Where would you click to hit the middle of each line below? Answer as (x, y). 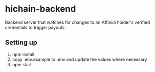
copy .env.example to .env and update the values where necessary (80, 59)
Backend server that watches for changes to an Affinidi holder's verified (77, 22)
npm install (23, 54)
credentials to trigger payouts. (35, 27)
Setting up (21, 43)
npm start (22, 64)
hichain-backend (41, 9)
